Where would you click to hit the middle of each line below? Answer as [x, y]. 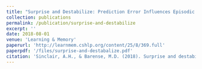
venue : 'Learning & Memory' [41, 40]
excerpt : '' [21, 28]
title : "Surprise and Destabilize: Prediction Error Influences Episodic [101, 12]
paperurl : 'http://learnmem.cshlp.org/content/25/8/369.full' [86, 46]
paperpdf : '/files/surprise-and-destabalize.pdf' [70, 51]
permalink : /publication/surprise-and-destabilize [71, 23]
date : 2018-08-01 [28, 34]
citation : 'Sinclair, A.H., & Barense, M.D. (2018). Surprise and [91, 56]
